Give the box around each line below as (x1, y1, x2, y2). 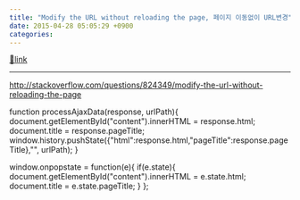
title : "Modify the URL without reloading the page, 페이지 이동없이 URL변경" (9, 12, 293, 22)
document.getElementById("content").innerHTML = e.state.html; (9, 171, 246, 182)
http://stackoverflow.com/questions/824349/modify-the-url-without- (9, 79, 263, 90)
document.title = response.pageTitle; (9, 126, 146, 137)
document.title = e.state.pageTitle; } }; (9, 180, 149, 192)
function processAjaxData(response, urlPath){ (9, 106, 179, 117)
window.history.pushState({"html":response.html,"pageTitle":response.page (9, 135, 288, 146)
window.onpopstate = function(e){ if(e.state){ (9, 162, 176, 172)
